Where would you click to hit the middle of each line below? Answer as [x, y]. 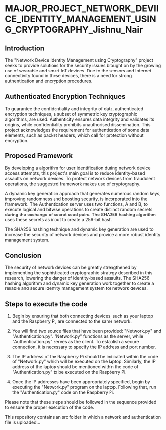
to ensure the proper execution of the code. [50, 407]
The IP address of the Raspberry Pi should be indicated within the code [85, 357]
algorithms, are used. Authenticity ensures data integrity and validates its [80, 119]
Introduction [25, 48]
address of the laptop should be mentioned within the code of [75, 367]
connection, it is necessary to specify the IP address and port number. [84, 347]
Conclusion [23, 255]
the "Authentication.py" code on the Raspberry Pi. [63, 392]
